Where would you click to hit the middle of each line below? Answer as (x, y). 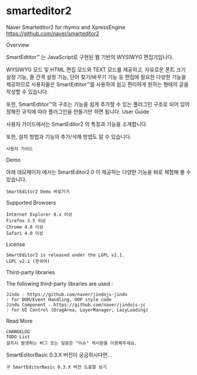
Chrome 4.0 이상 (25, 227)
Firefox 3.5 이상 (26, 221)
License (16, 244)
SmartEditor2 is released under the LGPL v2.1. (66, 255)
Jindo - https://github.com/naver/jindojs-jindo (67, 294)
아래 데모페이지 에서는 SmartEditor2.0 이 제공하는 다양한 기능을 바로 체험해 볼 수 (98, 172)
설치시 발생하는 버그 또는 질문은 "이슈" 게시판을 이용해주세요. (72, 343)
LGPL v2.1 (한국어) (28, 261)
